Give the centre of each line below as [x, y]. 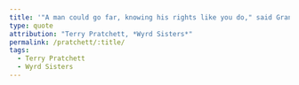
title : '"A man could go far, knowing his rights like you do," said [141, 17]
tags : [19, 50]
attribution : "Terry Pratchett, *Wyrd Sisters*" [101, 34]
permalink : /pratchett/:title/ [67, 42]
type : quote [31, 26]
